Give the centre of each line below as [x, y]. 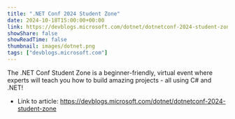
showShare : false [33, 33]
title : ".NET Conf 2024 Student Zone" [64, 14]
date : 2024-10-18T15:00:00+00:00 [56, 20]
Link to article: [38, 101]
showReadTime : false [37, 40]
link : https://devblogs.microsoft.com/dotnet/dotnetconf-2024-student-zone [120, 27]
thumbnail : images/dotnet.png [51, 46]
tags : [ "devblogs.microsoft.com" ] [58, 53]
